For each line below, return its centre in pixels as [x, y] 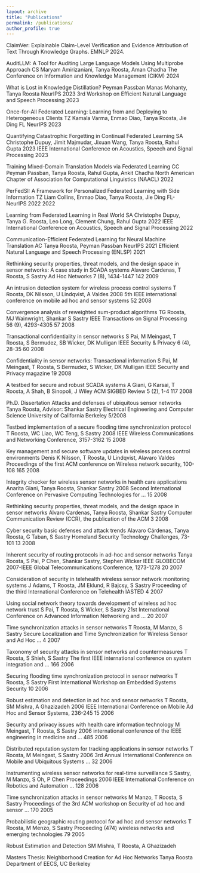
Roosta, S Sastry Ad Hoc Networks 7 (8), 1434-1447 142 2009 [83, 276]
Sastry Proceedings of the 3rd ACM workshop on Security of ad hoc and [96, 804]
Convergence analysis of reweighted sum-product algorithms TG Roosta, [96, 312]
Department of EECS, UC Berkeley [48, 864]
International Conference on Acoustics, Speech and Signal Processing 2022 [100, 228]
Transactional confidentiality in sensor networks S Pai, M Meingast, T [91, 336]
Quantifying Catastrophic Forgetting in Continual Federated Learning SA [95, 136]
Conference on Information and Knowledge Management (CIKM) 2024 [93, 76]
